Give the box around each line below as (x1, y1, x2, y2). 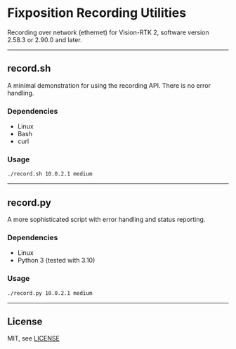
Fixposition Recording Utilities (7, 5, 187, 21)
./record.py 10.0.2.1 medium (7, 289, 93, 296)
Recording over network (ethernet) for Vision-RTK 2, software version (7, 28, 209, 37)
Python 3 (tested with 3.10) (17, 256, 96, 265)
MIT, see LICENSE (7, 334, 60, 343)
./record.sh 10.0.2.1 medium (7, 171, 93, 178)
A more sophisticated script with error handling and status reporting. (7, 216, 206, 224)
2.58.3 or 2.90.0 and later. (7, 35, 82, 44)
